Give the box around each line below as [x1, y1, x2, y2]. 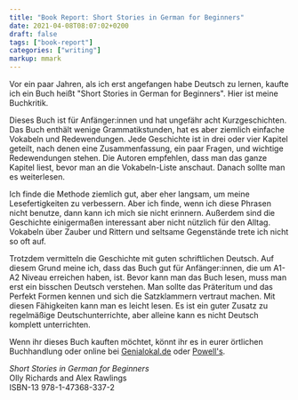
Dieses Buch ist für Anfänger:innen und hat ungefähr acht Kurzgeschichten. [9, 115, 287, 125]
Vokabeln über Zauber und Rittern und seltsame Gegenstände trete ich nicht [9, 227, 289, 236]
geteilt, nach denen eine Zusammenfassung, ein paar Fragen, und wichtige [9, 143, 284, 154]
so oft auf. [9, 236, 46, 246]
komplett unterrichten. [9, 319, 91, 330]
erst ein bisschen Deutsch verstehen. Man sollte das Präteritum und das [9, 282, 273, 292]
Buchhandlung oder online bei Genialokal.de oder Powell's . [9, 346, 226, 356]
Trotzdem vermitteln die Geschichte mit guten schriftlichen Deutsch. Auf [9, 253, 274, 263]
